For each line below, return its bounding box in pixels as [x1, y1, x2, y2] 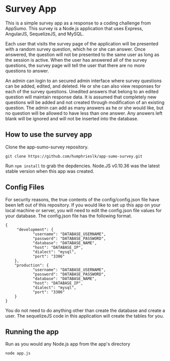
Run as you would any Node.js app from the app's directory [5, 341, 131, 347]
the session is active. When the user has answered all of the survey [5, 57, 147, 63]
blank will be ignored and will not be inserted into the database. [5, 115, 139, 121]
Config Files [5, 183, 44, 192]
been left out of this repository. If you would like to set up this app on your [5, 202, 161, 208]
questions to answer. [5, 67, 50, 74]
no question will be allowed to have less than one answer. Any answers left [5, 110, 162, 116]
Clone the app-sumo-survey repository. [5, 144, 89, 150]
